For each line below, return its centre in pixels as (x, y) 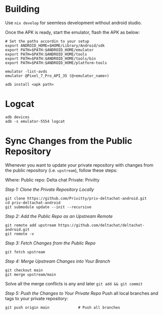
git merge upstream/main (31, 275)
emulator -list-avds (26, 71)
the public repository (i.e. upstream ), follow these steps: (61, 170)
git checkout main (24, 270)
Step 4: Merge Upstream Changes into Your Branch (58, 261)
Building (22, 9)
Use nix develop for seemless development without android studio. (74, 23)
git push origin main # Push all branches (63, 307)
